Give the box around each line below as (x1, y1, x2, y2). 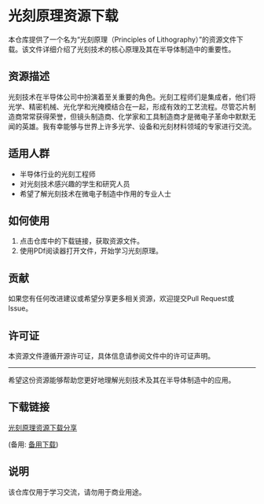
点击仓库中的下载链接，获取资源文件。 (19, 237, 144, 246)
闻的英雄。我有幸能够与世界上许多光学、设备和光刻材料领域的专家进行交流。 (8, 121, 256, 131)
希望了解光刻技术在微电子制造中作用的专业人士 (19, 189, 171, 198)
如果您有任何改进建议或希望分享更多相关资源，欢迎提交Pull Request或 (8, 294, 234, 304)
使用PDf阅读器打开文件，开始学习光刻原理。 (19, 246, 163, 256)
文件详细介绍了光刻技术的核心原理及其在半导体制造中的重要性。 (28, 44, 236, 53)
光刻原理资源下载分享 (8, 422, 77, 432)
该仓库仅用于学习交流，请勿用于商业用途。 (8, 487, 146, 496)
